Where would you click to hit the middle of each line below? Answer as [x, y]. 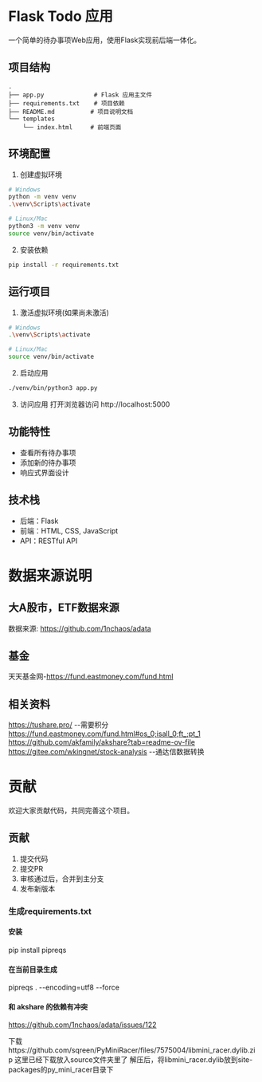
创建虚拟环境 [41, 174]
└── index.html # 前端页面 [72, 127]
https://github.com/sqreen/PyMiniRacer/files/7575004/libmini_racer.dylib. [129, 1050]
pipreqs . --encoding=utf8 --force [64, 988]
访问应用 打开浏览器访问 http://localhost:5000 [95, 404]
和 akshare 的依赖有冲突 [48, 1006]
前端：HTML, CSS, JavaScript [69, 530]
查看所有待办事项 [48, 452]
